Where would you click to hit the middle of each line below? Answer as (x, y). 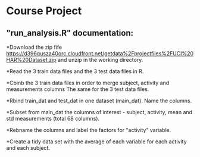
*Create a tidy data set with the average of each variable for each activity (96, 142)
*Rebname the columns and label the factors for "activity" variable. (89, 130)
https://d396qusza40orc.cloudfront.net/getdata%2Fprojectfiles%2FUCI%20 (100, 54)
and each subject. (28, 148)
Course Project (44, 11)
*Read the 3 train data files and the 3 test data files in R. (75, 71)
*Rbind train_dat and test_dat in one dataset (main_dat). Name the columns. (99, 101)
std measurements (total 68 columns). (53, 118)
